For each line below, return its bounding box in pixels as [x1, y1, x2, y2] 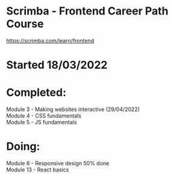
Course [6, 17, 44, 31]
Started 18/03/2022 [6, 59, 108, 72]
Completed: [6, 86, 67, 100]
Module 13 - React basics [6, 166, 69, 173]
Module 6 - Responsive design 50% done [6, 160, 110, 167]
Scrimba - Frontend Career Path [6, 4, 169, 18]
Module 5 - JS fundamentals [6, 119, 77, 126]
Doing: [6, 140, 40, 153]
